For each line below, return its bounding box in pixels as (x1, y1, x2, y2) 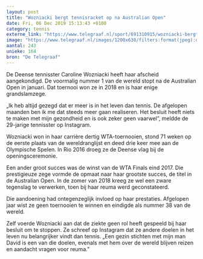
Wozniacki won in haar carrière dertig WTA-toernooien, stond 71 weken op (6, 133, 192, 140)
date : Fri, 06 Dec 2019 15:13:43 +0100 (6, 20, 107, 26)
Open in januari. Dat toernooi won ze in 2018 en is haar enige (6, 83, 158, 91)
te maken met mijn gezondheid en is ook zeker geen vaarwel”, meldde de (6, 115, 188, 122)
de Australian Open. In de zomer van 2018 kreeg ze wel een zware (6, 177, 172, 184)
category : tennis (6, 25, 50, 32)
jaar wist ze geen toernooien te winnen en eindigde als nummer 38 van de (6, 201, 191, 209)
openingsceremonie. (6, 152, 57, 160)
